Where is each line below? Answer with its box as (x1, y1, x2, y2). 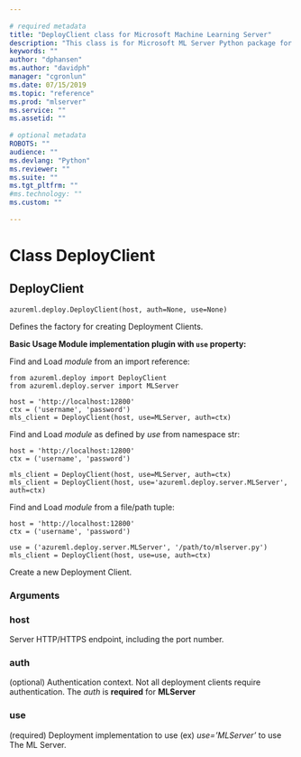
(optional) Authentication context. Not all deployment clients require (9, 677, 261, 687)
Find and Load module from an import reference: (9, 356, 191, 367)
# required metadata (9, 22, 87, 31)
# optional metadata (9, 131, 87, 140)
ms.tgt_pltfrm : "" (9, 182, 78, 191)
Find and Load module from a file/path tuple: (9, 501, 175, 512)
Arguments (9, 589, 60, 602)
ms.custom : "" (9, 198, 63, 208)
